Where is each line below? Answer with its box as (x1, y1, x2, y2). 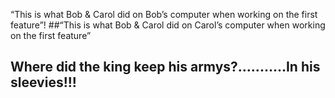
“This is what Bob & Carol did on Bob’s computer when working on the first (10, 9, 318, 20)
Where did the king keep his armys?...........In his (10, 59, 321, 76)
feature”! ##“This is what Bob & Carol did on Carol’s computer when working (10, 19, 326, 31)
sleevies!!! (10, 74, 77, 91)
